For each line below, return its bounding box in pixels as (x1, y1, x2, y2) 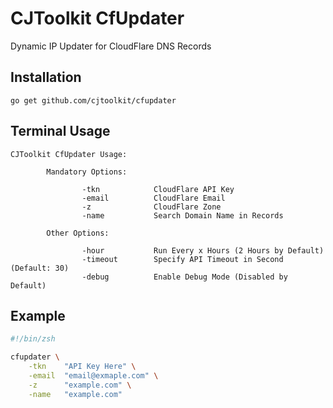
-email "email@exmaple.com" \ (28, 371, 159, 381)
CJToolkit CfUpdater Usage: (10, 149, 128, 159)
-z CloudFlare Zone (81, 202, 222, 212)
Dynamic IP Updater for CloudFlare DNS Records (10, 40, 212, 52)
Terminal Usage (10, 123, 111, 140)
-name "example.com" (28, 389, 123, 399)
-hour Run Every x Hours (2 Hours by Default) (81, 245, 325, 256)
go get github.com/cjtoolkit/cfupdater (10, 95, 177, 106)
